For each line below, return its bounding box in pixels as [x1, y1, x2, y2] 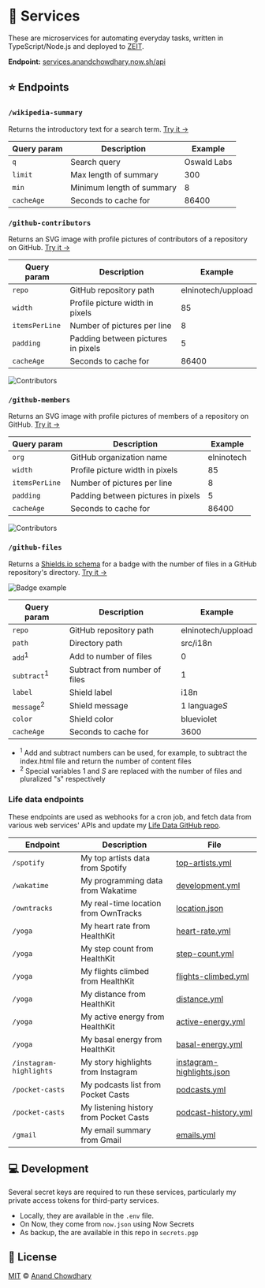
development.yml [176, 879, 241, 890]
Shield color [69, 714, 114, 725]
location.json [176, 902, 224, 913]
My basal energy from [80, 1033, 162, 1044]
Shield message [69, 700, 129, 711]
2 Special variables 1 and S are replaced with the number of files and [19, 764, 242, 775]
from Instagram [80, 1066, 138, 1077]
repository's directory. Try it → [8, 567, 108, 577]
